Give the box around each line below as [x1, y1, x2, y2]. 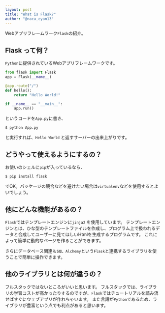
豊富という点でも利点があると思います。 [26, 302, 108, 308]
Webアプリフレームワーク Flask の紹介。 [5, 30, 86, 36]
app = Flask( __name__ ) [5, 75, 52, 80]
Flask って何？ [5, 46, 49, 55]
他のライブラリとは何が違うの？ [5, 270, 102, 278]
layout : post [5, 7, 32, 12]
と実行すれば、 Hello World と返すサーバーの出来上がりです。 [5, 135, 130, 141]
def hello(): [5, 88, 32, 93]
